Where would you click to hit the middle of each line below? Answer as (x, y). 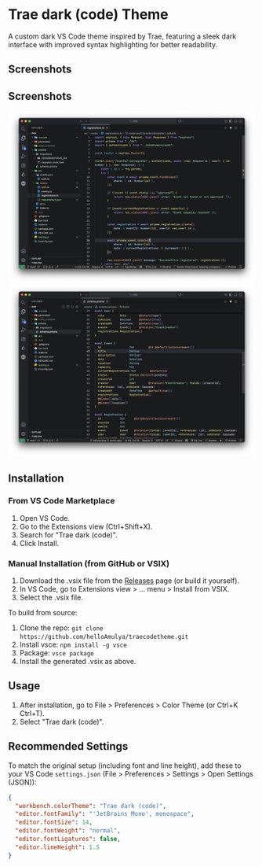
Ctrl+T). (32, 713)
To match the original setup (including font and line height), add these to (125, 766)
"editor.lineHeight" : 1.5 (58, 847)
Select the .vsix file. (51, 597)
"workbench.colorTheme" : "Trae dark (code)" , (91, 806)
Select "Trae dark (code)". (62, 721)
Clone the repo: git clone (61, 628)
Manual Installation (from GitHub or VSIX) (89, 563)
